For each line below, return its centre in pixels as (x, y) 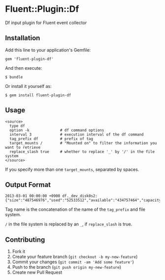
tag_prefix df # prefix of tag (51, 139)
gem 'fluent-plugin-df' (29, 59)
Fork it (19, 252)
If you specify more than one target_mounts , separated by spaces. (72, 169)
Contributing (25, 239)
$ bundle (14, 77)
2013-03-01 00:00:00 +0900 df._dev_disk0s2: (51, 196)
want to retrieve (23, 147)
